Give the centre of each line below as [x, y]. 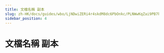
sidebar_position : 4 [26, 18]
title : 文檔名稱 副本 [25, 9]
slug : [10, 14]
